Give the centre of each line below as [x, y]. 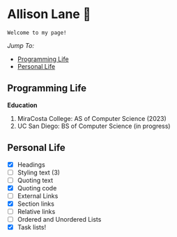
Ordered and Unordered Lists [59, 219]
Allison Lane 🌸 [49, 14]
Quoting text [35, 180]
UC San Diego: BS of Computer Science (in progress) [94, 126]
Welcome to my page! [37, 33]
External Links [38, 196]
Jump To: [21, 45]
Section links [36, 204]
